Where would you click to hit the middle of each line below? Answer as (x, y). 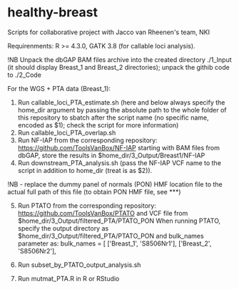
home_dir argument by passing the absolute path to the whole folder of (122, 110)
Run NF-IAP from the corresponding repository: (88, 140)
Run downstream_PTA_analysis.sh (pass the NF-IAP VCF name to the (119, 163)
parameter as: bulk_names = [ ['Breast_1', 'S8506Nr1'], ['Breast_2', (115, 243)
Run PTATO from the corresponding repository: (87, 205)
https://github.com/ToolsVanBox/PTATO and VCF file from (103, 213)
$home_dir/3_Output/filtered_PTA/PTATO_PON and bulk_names (111, 236)
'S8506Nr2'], (37, 251)
